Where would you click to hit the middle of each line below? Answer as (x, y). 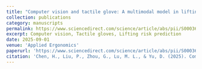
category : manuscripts (35, 23)
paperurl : (19, 51)
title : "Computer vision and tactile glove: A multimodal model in (93, 12)
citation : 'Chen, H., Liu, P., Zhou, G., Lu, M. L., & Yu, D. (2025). (96, 56)
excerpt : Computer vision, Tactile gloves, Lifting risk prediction (94, 34)
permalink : (20, 28)
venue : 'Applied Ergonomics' (43, 46)
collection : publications (38, 17)
